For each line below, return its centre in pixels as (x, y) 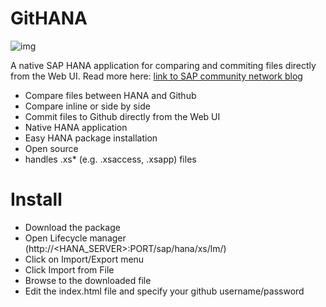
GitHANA (49, 18)
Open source (51, 148)
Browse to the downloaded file (88, 280)
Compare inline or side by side (87, 106)
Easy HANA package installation (91, 138)
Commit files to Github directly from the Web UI (122, 116)
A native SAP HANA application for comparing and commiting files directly (163, 65)
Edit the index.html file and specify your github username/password (164, 291)
